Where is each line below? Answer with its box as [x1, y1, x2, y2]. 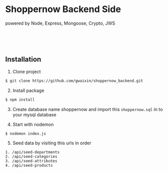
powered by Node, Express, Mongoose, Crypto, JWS [5, 20, 116, 26]
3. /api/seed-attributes [5, 158, 58, 164]
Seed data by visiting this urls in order [12, 140, 92, 146]
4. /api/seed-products [5, 163, 53, 168]
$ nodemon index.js [5, 131, 46, 136]
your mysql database [12, 112, 57, 118]
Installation [5, 55, 41, 64]
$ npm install [5, 97, 35, 102]
